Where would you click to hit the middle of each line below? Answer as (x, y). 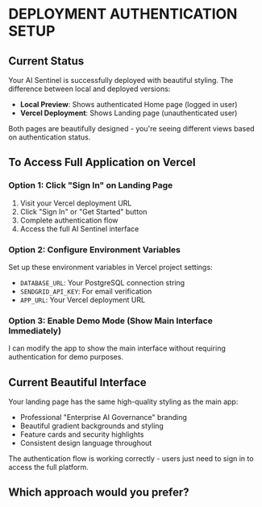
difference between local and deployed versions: (89, 89)
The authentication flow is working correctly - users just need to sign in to (131, 459)
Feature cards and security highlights (82, 434)
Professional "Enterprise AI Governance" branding (104, 418)
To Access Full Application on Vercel (102, 162)
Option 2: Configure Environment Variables (95, 249)
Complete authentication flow (69, 220)
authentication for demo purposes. (66, 357)
